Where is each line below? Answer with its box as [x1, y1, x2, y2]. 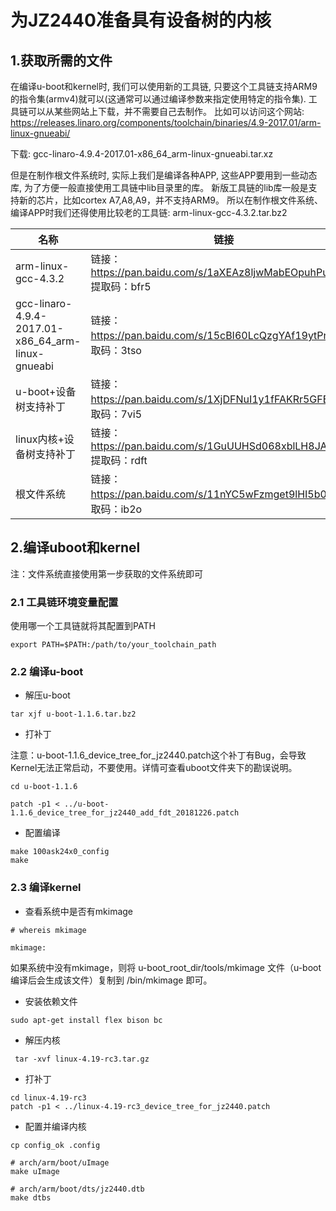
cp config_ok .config [10, 1140, 101, 1150]
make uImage [10, 1166, 60, 1176]
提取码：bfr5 [90, 280, 152, 293]
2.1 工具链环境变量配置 [10, 595, 119, 609]
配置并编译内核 [24, 1120, 87, 1132]
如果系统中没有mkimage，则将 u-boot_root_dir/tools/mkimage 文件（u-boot [10, 961, 322, 973]
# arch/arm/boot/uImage [10, 1157, 110, 1168]
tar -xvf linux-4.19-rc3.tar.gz [14, 1054, 150, 1064]
